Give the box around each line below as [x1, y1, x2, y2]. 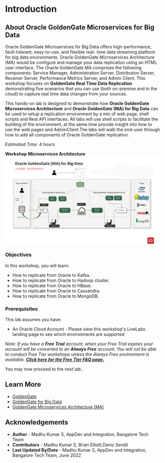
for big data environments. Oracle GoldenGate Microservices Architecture [5, 54, 155, 60]
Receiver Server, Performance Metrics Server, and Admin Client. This [5, 75, 145, 81]
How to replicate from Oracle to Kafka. [12, 272, 91, 278]
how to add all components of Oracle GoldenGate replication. [5, 132, 130, 137]
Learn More [5, 380, 41, 389]
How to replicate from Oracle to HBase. [12, 282, 92, 289]
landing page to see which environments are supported [12, 331, 125, 337]
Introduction [5, 3, 57, 15]
